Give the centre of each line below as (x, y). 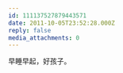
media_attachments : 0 (44, 38)
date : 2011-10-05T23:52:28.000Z (61, 23)
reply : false (30, 30)
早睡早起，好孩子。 (40, 61)
